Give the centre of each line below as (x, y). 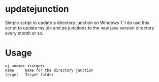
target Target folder (30, 75)
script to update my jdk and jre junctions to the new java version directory (80, 27)
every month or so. (24, 33)
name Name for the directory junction (49, 70)
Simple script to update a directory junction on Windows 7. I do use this (77, 23)
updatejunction (37, 9)
